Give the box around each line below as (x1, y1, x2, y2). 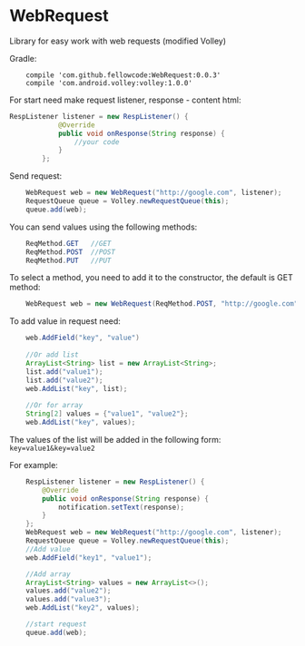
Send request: (9, 171, 63, 181)
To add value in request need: (9, 316, 121, 327)
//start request (25, 620, 88, 629)
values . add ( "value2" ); (25, 586, 112, 595)
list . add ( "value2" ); (25, 376, 103, 385)
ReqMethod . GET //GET (25, 239, 112, 248)
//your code (74, 137, 120, 146)
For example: (9, 459, 59, 470)
